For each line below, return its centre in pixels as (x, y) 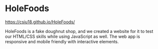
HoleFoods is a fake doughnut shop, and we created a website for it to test (79, 31)
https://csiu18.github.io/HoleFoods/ (40, 22)
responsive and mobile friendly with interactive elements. (62, 41)
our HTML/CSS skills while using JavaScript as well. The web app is (72, 36)
